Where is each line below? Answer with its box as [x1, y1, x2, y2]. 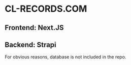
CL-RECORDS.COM [5, 3, 87, 15]
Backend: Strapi [5, 40, 56, 49]
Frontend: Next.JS [5, 23, 64, 32]
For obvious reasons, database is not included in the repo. [5, 54, 126, 60]
